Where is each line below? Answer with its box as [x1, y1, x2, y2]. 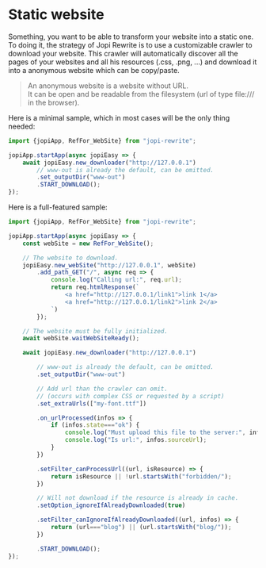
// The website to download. [22, 254, 119, 262]
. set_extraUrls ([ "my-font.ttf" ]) [36, 399, 147, 408]
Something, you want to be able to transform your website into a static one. [8, 32, 254, 41]
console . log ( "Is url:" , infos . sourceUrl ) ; [64, 436, 207, 444]
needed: [8, 121, 36, 131]
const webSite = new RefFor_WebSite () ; [22, 240, 154, 248]
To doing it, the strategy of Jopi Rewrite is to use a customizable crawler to [8, 40, 253, 49]
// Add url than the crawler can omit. [36, 385, 169, 393]
